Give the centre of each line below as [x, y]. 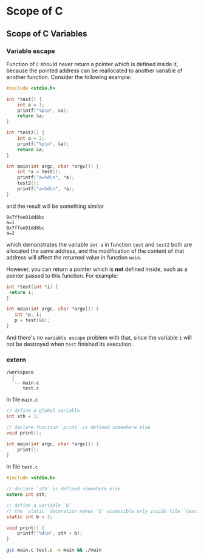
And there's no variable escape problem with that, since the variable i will [99, 337]
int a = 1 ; [31, 105]
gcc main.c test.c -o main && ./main [54, 550]
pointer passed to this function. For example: [62, 275]
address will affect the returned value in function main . [74, 257]
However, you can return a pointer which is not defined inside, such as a [97, 269]
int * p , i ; [28, 315]
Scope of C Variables [47, 34]
